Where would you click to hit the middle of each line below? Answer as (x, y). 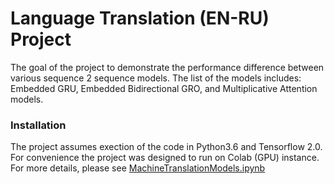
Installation (38, 125)
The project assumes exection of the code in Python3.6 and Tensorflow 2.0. (166, 147)
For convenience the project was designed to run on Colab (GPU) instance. (165, 158)
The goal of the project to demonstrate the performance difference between (167, 67)
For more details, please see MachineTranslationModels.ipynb (138, 168)
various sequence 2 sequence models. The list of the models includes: (156, 78)
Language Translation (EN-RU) (140, 18)
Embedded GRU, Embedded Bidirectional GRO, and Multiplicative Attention (164, 88)
